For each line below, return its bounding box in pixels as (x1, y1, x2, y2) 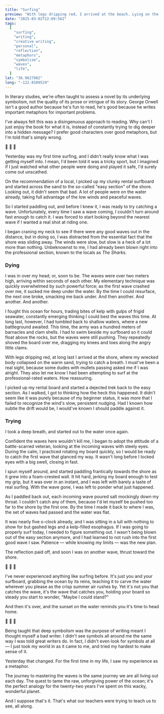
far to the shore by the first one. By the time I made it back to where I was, (5, 504, 155, 510)
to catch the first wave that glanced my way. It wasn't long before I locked (5, 454, 154, 460)
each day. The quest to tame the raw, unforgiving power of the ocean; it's (5, 678, 153, 684)
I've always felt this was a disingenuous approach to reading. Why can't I (5, 119, 153, 124)
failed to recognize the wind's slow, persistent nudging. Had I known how (5, 400, 153, 406)
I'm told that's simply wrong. (5, 134, 63, 140)
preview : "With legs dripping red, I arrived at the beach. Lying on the (5, 12, 159, 17)
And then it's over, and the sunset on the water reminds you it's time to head (5, 604, 159, 610)
